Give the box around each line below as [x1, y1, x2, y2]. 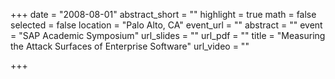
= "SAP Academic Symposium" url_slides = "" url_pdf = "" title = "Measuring [10, 30, 326, 41]
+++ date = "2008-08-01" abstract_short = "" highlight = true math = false [10, 9, 317, 20]
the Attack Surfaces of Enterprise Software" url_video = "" [10, 40, 250, 52]
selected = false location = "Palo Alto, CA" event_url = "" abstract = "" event [10, 19, 323, 31]
